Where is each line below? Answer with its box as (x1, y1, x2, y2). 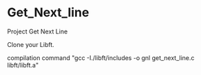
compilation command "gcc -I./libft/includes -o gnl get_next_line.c (7, 53, 195, 62)
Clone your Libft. (7, 40, 55, 48)
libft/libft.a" (7, 61, 39, 69)
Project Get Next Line (7, 27, 68, 35)
